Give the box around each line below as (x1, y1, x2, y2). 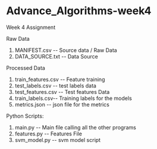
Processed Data (6, 64, 46, 72)
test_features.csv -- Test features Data (14, 88, 110, 95)
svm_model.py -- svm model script (14, 136, 101, 143)
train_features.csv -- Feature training (14, 76, 105, 83)
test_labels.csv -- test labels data (14, 82, 97, 89)
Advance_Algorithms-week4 (6, 4, 152, 18)
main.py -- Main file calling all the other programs (14, 124, 137, 131)
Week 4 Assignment (6, 24, 55, 31)
